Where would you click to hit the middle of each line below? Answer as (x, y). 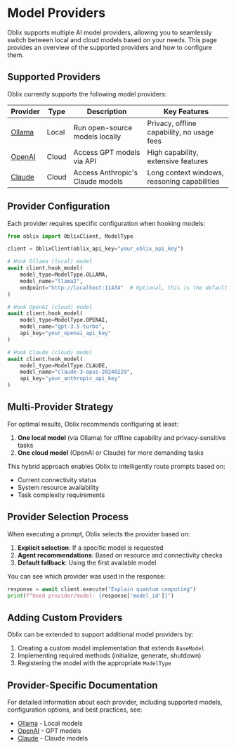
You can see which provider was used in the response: (87, 576)
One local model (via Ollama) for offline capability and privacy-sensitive (122, 437)
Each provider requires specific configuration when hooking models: (106, 223)
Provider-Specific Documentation (83, 685)
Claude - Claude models (53, 738)
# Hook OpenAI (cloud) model (50, 307)
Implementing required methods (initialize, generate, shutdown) (109, 655)
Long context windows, (185, 172)
